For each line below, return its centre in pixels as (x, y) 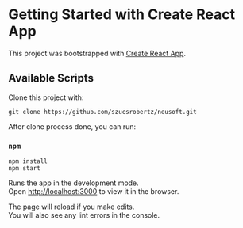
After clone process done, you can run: (72, 126)
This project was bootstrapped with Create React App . (97, 53)
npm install (28, 161)
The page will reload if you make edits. (71, 207)
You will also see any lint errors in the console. (84, 215)
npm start (25, 169)
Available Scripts (51, 78)
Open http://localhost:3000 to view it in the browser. (94, 192)
